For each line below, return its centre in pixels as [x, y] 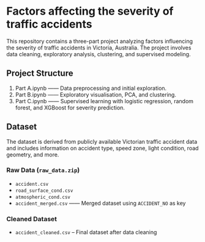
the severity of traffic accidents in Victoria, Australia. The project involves [99, 48]
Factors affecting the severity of [90, 11]
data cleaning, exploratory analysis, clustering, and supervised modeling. [99, 54]
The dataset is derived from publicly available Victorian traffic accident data [102, 141]
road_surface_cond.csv [44, 191]
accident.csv [32, 184]
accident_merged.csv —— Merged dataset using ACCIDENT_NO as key [100, 203]
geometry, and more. [33, 155]
